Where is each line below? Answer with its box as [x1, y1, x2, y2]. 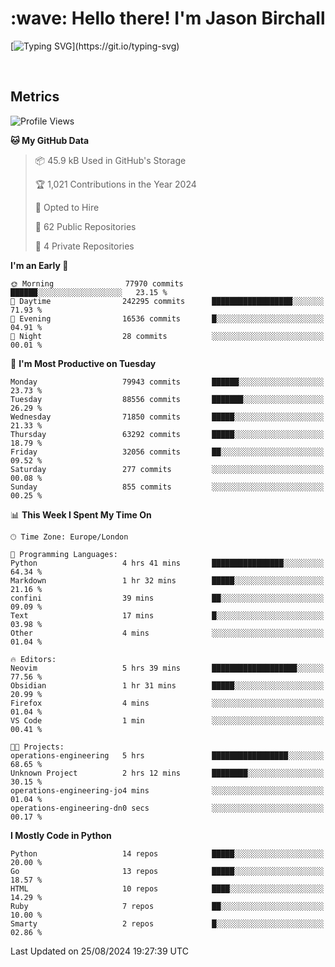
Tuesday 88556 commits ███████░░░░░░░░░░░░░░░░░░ [10, 394, 325, 404]
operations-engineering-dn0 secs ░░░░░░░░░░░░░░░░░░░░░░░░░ [10, 803, 325, 813]
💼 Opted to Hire [34, 201, 100, 213]
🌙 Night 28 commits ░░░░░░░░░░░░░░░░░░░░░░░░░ [10, 331, 325, 341]
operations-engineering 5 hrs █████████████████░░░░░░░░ [10, 750, 325, 761]
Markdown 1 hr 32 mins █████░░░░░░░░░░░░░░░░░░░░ [10, 575, 325, 586]
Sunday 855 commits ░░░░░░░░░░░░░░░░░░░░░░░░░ [10, 482, 325, 492]
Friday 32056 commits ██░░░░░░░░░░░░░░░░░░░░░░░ [10, 447, 325, 457]
